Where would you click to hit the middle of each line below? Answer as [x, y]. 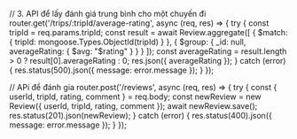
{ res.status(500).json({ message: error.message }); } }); [112, 70]
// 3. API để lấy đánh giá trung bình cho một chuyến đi [108, 14]
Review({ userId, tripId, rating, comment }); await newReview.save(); [133, 106]
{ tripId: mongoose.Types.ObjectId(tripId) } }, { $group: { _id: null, [128, 42]
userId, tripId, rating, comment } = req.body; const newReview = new [135, 97]
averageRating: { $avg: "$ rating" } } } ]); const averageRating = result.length [148, 51]
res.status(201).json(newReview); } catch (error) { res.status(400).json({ [141, 116]
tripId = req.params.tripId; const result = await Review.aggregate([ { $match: [148, 32]
